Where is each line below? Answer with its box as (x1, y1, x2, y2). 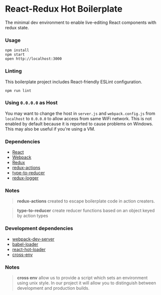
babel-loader (12, 241, 38, 247)
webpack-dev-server (12, 236, 55, 242)
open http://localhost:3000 (5, 56, 62, 61)
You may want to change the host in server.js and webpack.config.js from (5, 111, 156, 116)
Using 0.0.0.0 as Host (5, 99, 58, 106)
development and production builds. (17, 285, 90, 291)
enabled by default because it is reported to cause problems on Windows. (5, 121, 153, 127)
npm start (5, 52, 25, 57)
